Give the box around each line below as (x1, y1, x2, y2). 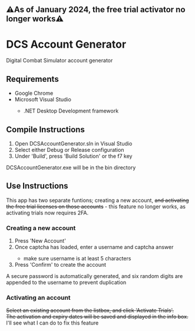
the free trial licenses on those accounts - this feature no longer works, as (6, 203, 186, 210)
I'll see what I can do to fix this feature (6, 319, 99, 326)
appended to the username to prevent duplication (6, 279, 127, 286)
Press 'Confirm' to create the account (14, 262, 107, 269)
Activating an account (6, 293, 71, 302)
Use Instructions (6, 181, 69, 191)
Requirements (6, 74, 59, 84)
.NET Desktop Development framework (23, 107, 119, 114)
